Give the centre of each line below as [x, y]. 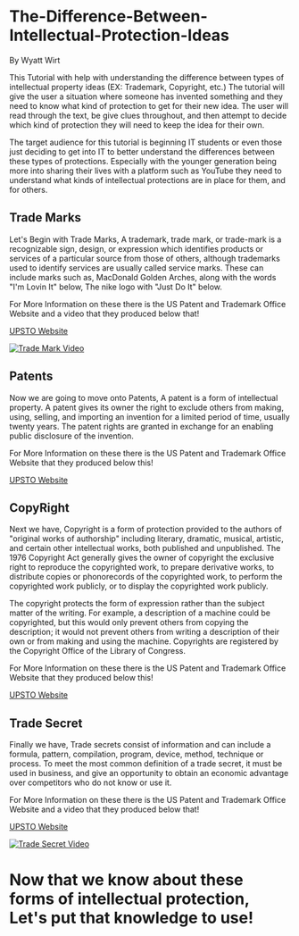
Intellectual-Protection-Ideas [120, 35]
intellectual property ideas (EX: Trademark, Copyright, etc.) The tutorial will [147, 87]
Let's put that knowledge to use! [132, 918]
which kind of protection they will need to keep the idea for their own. [137, 125]
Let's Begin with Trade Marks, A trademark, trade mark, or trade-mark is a [145, 239]
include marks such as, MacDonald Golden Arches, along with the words [143, 277]
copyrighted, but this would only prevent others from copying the [129, 623]
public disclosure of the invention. [71, 436]
